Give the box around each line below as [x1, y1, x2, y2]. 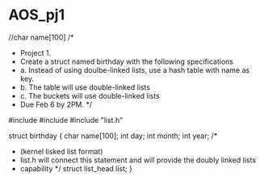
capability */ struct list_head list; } [19, 163, 133, 173]
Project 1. [19, 48, 51, 57]
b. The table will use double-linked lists [19, 82, 151, 92]
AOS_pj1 [8, 6, 65, 24]
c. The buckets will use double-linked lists [19, 90, 160, 100]
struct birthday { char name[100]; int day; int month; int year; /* [8, 131, 218, 141]
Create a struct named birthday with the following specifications [19, 57, 234, 66]
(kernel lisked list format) [19, 146, 103, 156]
